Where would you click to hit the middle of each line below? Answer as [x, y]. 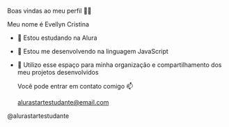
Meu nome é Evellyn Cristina [48, 24]
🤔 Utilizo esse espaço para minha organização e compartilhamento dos [119, 65]
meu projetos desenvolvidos [58, 72]
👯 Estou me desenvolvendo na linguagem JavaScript [93, 51]
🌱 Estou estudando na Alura [57, 38]
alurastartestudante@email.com [63, 102]
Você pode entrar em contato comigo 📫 [75, 86]
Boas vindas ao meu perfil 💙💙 [49, 11]
